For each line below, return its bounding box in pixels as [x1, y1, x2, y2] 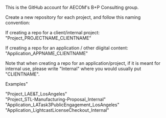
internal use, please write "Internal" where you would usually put [5, 66, 141, 72]
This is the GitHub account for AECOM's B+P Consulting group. [5, 5, 139, 10]
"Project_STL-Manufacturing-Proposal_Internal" [5, 97, 106, 102]
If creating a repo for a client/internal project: [5, 30, 100, 35]
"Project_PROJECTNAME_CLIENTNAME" [5, 35, 92, 41]
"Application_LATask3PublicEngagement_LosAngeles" [5, 102, 120, 108]
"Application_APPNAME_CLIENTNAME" [5, 51, 88, 56]
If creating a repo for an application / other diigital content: [5, 45, 129, 51]
